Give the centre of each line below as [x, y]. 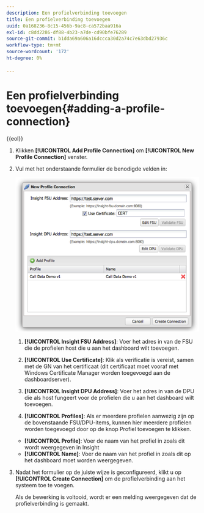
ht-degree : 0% [24, 58]
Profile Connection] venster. [51, 157]
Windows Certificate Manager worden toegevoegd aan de [97, 373]
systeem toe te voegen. [45, 485]
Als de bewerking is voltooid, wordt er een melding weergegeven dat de [106, 497]
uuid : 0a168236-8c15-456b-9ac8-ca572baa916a [64, 26]
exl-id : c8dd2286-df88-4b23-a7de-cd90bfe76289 [67, 32]
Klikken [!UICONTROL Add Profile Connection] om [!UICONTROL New [104, 150]
